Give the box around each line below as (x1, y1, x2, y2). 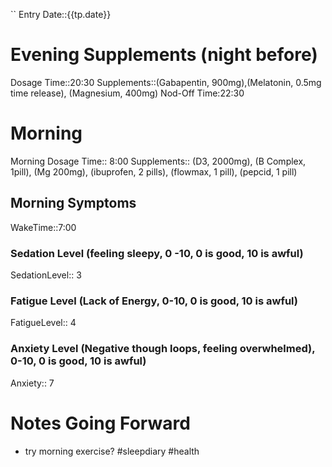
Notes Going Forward (10, 412, 191, 434)
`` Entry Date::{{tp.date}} (10, 9, 112, 20)
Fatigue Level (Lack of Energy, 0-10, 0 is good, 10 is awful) (10, 294, 298, 308)
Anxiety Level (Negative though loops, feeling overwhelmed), (10, 342, 316, 356)
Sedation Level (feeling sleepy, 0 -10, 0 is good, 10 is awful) (10, 246, 304, 260)
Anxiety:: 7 (10, 377, 55, 389)
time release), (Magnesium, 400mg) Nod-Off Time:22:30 (10, 87, 245, 99)
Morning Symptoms (10, 195, 137, 212)
